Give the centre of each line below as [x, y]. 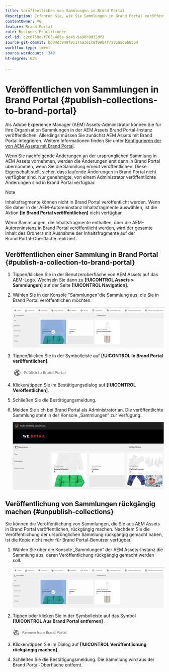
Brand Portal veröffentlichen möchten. [52, 300]
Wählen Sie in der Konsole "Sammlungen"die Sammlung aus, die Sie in [86, 295]
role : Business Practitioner [36, 32]
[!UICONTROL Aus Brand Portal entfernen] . [59, 621]
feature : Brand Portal [29, 27]
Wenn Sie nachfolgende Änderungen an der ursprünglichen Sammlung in [81, 156]
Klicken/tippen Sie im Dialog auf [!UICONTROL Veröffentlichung [79, 644]
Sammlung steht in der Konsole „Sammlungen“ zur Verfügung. [77, 415]
